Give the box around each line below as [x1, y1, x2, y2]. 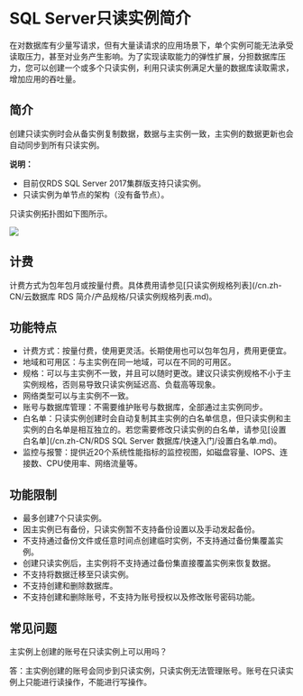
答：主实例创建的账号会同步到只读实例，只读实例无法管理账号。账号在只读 [9, 665, 286, 676]
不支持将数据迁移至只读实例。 [22, 569, 133, 580]
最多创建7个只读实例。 [22, 513, 106, 524]
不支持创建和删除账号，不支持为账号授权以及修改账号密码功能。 [22, 591, 260, 602]
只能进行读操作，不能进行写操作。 [24, 677, 151, 687]
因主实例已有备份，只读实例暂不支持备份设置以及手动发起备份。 [22, 524, 260, 535]
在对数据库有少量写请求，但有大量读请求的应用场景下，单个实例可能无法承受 [9, 40, 294, 50]
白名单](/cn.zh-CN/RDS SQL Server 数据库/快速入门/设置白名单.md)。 [22, 435, 282, 446]
